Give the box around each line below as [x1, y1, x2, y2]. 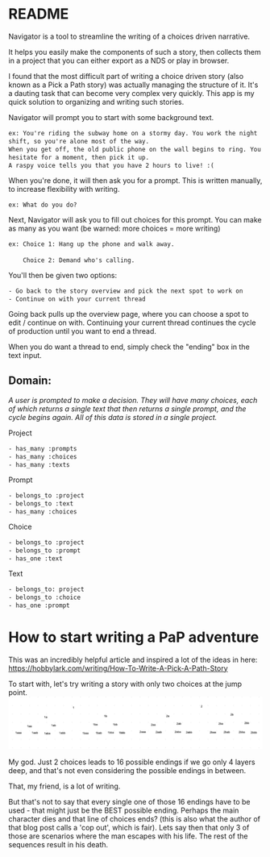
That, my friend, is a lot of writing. [8, 781, 121, 791]
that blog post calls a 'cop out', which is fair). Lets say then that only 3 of [8, 823, 250, 833]
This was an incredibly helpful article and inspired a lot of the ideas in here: [8, 655, 258, 664]
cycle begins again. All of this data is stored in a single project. [8, 412, 218, 422]
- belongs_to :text [8, 499, 74, 508]
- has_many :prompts [8, 444, 78, 452]
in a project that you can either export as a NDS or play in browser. [8, 56, 230, 65]
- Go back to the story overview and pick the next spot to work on [8, 287, 243, 295]
